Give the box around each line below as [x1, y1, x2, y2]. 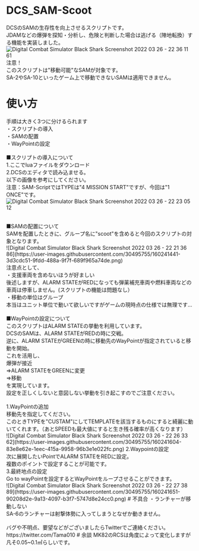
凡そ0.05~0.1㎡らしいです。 [6, 539, 73, 546]
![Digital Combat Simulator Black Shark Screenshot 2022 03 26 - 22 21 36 [6, 244, 187, 251]
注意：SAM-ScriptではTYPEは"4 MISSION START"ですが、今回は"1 [6, 183, 170, 190]
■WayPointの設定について [6, 315, 71, 322]
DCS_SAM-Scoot [6, 4, 92, 17]
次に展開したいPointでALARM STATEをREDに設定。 [6, 453, 132, 460]
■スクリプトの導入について [6, 154, 74, 161]
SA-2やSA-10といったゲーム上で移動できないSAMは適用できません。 [6, 74, 175, 81]
